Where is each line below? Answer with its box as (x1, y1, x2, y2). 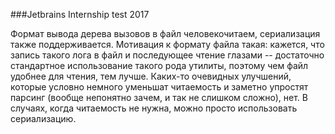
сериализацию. (10, 113, 77, 124)
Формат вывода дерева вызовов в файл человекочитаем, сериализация (10, 28, 321, 39)
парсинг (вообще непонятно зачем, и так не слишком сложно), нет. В (10, 92, 308, 103)
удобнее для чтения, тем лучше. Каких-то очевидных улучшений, (10, 70, 292, 82)
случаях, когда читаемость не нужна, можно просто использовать (10, 102, 298, 114)
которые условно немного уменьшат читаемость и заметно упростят (10, 81, 309, 93)
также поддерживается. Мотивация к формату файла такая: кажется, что (10, 39, 325, 50)
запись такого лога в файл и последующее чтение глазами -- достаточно (10, 49, 325, 61)
